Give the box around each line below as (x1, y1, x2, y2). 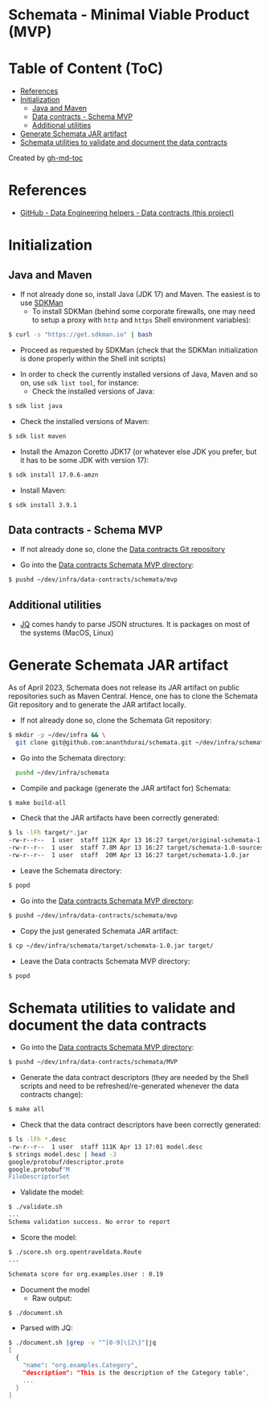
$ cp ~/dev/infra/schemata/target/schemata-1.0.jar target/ (8, 942, 215, 950)
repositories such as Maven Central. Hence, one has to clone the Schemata (8, 691, 259, 701)
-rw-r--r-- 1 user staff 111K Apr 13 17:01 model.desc (8, 1143, 203, 1151)
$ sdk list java (8, 402, 63, 410)
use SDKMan (19, 298, 63, 307)
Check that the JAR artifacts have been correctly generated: (19, 813, 219, 823)
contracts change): (19, 1090, 84, 1099)
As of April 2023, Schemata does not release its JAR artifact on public (8, 682, 239, 692)
